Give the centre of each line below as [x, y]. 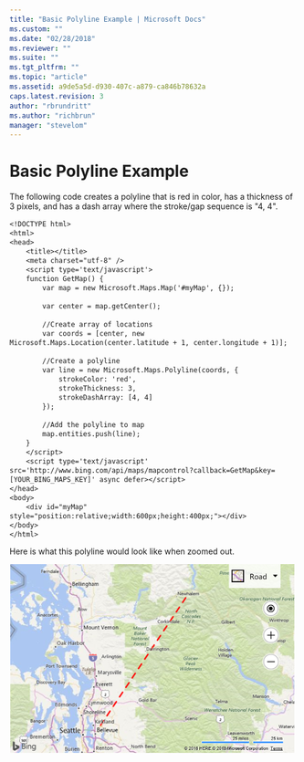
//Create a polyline [81, 361]
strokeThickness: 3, [97, 389]
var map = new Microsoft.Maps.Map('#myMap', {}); [138, 288]
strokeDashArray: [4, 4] [105, 398]
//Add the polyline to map [94, 425]
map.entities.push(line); [92, 434]
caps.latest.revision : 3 [57, 96]
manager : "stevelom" [49, 125]
